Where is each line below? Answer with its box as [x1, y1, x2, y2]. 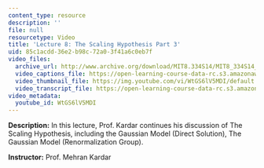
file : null [8, 26, 44, 34]
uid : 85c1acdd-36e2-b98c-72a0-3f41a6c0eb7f [8, 48, 153, 56]
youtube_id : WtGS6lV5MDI [15, 99, 97, 107]
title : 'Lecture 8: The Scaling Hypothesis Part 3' [8, 41, 181, 49]
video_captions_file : [15, 70, 86, 78]
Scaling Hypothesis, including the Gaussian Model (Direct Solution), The [8, 129, 242, 138]
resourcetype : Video [8, 33, 76, 42]
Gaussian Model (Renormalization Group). [8, 137, 144, 147]
